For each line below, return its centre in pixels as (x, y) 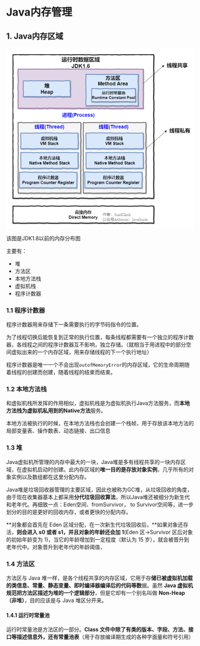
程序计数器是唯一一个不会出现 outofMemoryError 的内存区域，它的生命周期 (95, 365)
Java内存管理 (39, 12)
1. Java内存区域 (35, 36)
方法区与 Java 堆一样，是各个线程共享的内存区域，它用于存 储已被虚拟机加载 (100, 578)
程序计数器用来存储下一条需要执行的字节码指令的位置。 (74, 324)
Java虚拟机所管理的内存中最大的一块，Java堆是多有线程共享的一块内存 (93, 462)
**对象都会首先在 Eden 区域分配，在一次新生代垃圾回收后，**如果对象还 (95, 524)
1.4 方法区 (21, 564)
